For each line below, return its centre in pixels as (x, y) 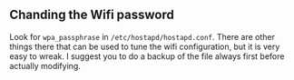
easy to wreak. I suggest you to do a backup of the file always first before (147, 56)
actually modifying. (45, 65)
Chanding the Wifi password (92, 15)
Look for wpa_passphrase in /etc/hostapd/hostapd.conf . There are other (142, 36)
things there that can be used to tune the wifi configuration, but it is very (145, 46)
